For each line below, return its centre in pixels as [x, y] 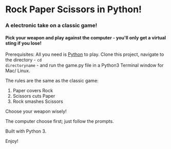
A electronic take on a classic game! [51, 26]
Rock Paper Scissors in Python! [74, 9]
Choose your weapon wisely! [36, 112]
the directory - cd [24, 60]
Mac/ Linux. [18, 71]
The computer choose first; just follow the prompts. [60, 121]
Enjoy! [12, 141]
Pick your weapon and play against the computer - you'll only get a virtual [85, 37]
